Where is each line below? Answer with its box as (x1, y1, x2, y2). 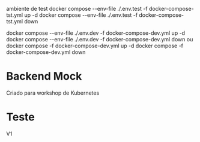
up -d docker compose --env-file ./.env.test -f (23, 11, 138, 19)
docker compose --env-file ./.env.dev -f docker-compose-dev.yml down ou (6, 36, 193, 43)
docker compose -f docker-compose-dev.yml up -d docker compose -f (6, 42, 184, 49)
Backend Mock (6, 70, 82, 83)
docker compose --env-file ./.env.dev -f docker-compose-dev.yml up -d (6, 29, 185, 37)
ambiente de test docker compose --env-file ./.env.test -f (6, 5, 148, 12)
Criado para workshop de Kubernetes (6, 89, 100, 96)
